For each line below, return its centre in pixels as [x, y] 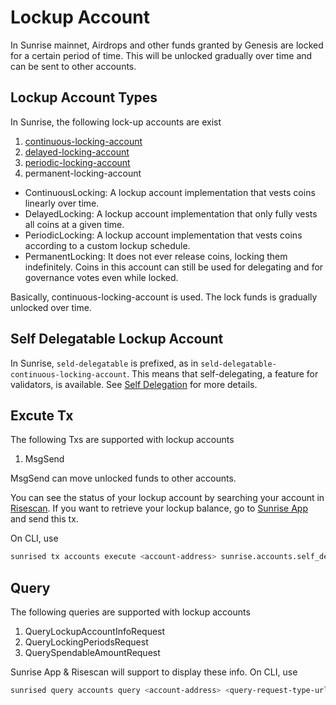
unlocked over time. [51, 307]
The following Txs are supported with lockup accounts [122, 440]
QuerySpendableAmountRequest [92, 653]
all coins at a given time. [74, 224]
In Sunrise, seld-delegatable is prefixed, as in [104, 363]
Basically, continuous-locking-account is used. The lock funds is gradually [164, 297]
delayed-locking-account [77, 152]
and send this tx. [44, 519]
